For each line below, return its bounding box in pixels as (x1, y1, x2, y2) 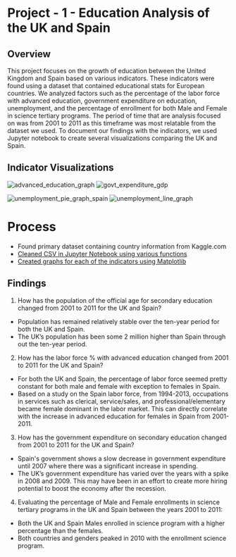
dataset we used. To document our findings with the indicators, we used (7, 127, 217, 134)
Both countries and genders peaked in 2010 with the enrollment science (17, 534, 227, 542)
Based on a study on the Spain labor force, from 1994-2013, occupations (17, 389, 229, 398)
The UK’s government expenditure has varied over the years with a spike (17, 469, 229, 477)
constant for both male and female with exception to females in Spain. (17, 382, 221, 390)
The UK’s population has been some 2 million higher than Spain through (17, 332, 226, 341)
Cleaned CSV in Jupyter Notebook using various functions (17, 249, 187, 258)
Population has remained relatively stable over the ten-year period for (17, 317, 220, 325)
